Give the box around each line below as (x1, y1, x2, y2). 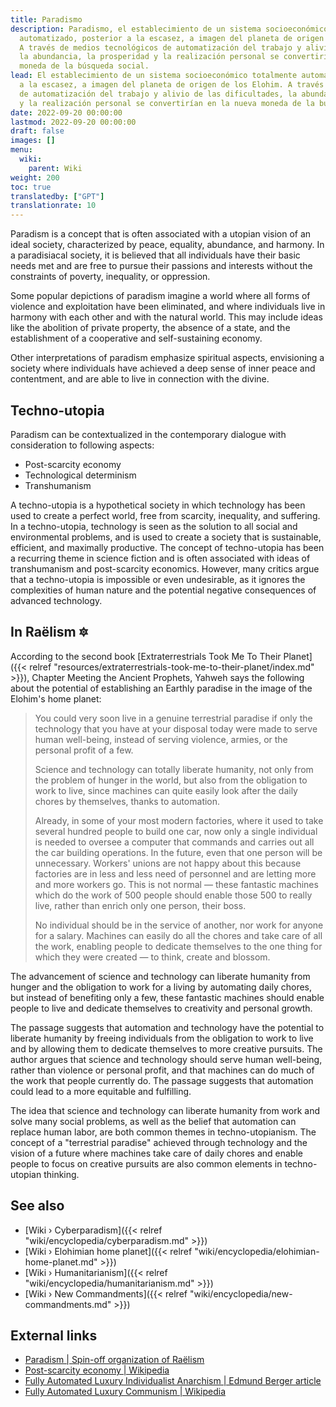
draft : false (10, 126, 65, 136)
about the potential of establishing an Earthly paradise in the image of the (10, 682, 313, 694)
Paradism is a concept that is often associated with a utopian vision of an (10, 228, 312, 240)
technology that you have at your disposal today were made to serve (34, 722, 318, 735)
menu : (10, 145, 33, 155)
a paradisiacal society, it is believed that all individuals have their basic (10, 249, 301, 261)
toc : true (10, 182, 52, 192)
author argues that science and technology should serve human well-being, (10, 1053, 323, 1065)
